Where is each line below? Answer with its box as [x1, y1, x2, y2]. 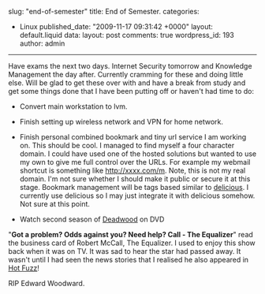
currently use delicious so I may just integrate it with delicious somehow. [19, 191, 256, 200]
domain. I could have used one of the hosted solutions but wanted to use [19, 149, 257, 158]
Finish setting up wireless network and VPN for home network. [19, 117, 223, 126]
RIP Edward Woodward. [8, 279, 85, 288]
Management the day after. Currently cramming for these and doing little [8, 70, 244, 79]
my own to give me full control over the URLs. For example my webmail [19, 158, 251, 166]
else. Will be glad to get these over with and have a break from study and [8, 78, 246, 87]
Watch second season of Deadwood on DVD [19, 214, 165, 224]
